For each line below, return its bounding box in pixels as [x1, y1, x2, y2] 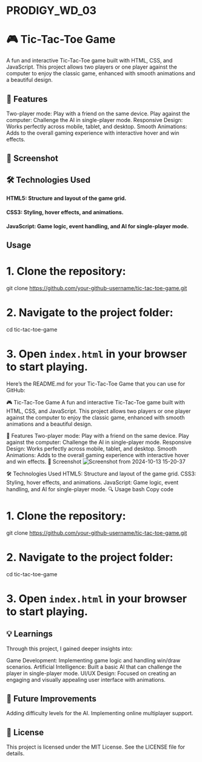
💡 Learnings [6, 629, 53, 639]
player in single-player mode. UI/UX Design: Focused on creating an [6, 669, 177, 677]
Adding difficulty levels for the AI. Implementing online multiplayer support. [6, 710, 194, 717]
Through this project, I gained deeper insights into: [6, 645, 133, 652]
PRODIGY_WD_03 [6, 4, 97, 18]
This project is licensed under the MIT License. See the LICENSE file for [6, 743, 186, 750]
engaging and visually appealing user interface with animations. [6, 676, 166, 683]
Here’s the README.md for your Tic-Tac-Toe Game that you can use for [6, 380, 186, 387]
